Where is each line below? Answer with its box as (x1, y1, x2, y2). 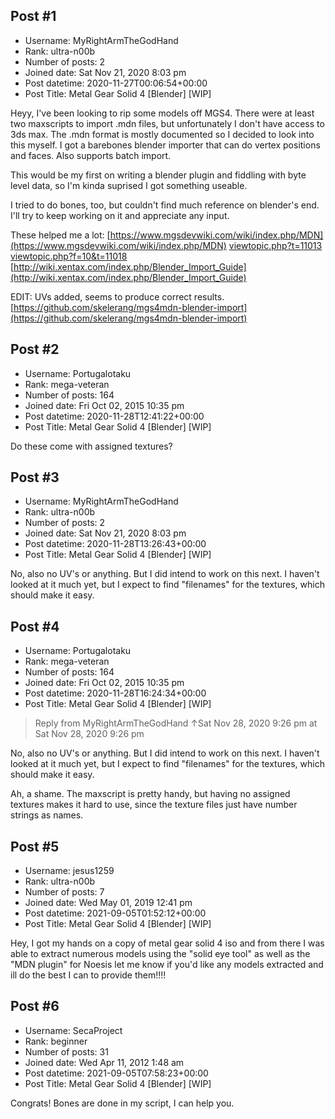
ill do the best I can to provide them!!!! (10, 969, 167, 981)
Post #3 (10, 469, 60, 486)
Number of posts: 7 (24, 886, 105, 898)
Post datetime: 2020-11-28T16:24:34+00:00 (24, 687, 207, 699)
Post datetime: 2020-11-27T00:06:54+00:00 (24, 77, 208, 89)
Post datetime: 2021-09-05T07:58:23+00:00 (24, 1067, 209, 1079)
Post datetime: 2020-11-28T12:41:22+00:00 (24, 410, 205, 422)
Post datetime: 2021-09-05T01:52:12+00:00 (24, 907, 207, 919)
